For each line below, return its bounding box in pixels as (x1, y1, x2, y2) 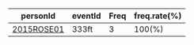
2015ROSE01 (12, 24, 65, 35)
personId (21, 10, 56, 21)
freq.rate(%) (134, 10, 182, 21)
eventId (71, 10, 101, 21)
